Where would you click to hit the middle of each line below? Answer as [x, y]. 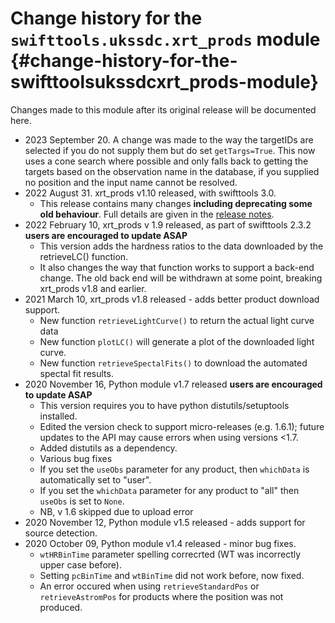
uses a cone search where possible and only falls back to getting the [166, 161]
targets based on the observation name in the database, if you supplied [172, 171]
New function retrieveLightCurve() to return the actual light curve [177, 320]
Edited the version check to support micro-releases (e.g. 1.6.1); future [182, 426]
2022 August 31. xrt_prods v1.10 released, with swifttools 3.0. [150, 193]
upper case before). [80, 564]
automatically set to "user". [95, 479]
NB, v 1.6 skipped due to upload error [116, 511]
